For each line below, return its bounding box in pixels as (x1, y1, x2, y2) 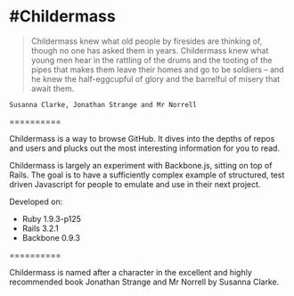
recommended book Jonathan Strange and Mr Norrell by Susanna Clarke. (9, 276, 280, 287)
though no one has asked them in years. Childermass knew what (30, 45, 269, 55)
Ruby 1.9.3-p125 (21, 213, 82, 224)
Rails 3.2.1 (21, 223, 60, 234)
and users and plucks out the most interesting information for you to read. (9, 143, 281, 153)
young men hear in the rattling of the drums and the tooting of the (30, 54, 273, 65)
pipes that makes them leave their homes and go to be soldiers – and (30, 64, 284, 75)
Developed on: (9, 196, 63, 207)
